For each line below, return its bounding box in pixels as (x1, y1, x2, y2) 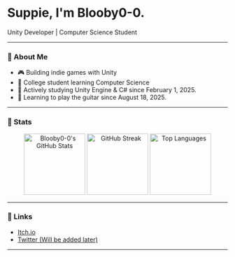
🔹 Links (7, 212, 33, 221)
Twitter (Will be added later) (17, 235, 98, 244)
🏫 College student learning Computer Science (17, 78, 150, 87)
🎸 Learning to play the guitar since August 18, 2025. (17, 93, 166, 102)
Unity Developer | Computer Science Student (7, 28, 138, 36)
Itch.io (17, 228, 36, 236)
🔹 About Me (7, 52, 48, 61)
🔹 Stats (7, 117, 32, 127)
